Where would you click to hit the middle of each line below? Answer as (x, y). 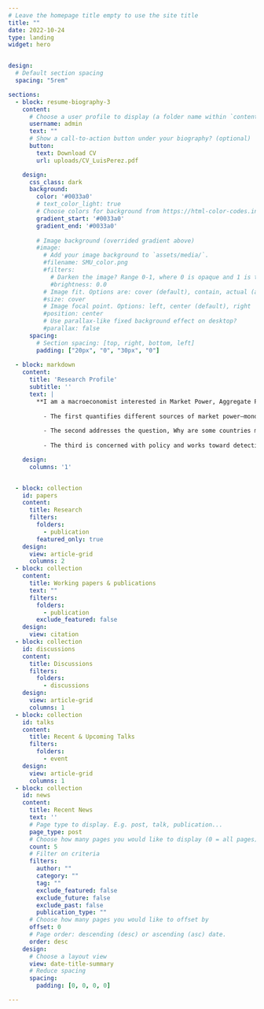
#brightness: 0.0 (79, 284)
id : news (37, 796)
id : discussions (49, 649)
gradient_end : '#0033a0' (77, 226)
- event (55, 759)
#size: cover (64, 299)
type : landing (31, 37)
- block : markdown (46, 365)
